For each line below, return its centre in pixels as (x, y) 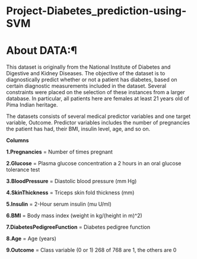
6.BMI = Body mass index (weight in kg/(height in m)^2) (74, 216)
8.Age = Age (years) (31, 239)
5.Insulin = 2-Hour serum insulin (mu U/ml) (59, 204)
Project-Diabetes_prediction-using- (96, 11)
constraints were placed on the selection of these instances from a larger (96, 92)
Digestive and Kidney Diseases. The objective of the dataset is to (86, 73)
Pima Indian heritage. (32, 105)
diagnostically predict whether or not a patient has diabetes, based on (92, 80)
